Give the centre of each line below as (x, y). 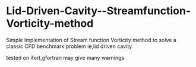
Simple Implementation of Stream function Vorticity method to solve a (91, 40)
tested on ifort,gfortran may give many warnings (65, 58)
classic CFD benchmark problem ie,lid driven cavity (69, 46)
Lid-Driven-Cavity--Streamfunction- (99, 11)
